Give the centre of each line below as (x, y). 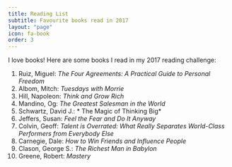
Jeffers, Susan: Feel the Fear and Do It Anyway (87, 119)
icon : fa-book (29, 33)
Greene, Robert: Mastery (54, 156)
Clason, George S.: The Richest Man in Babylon (88, 149)
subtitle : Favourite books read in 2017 (69, 20)
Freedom (31, 81)
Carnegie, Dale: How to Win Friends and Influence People (102, 141)
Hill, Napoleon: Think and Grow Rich (71, 97)
